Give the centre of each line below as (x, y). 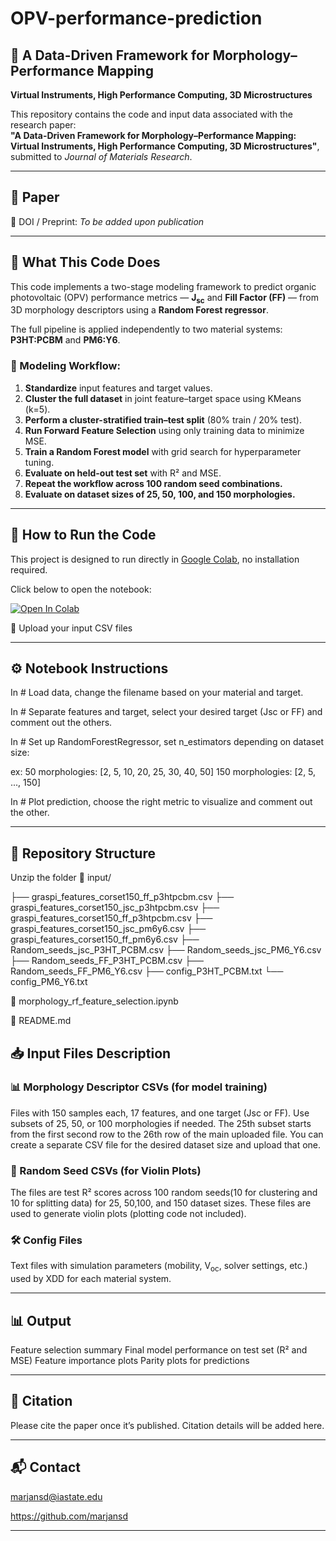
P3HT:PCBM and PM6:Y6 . (65, 340)
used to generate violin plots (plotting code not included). (128, 1214)
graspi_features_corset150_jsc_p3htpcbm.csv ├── (115, 908)
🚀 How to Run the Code (83, 535)
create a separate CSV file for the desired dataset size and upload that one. (166, 1144)
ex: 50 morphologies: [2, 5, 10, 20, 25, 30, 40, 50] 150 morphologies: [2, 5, (163, 772)
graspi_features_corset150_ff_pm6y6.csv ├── (105, 939)
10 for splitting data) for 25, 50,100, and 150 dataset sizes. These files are (161, 1203)
